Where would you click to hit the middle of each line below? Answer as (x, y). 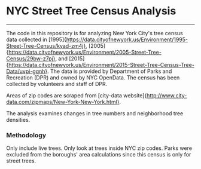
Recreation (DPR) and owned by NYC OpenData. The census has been (93, 77)
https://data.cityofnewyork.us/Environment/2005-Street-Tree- (85, 52)
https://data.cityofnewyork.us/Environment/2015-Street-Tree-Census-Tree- (101, 64)
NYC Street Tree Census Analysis (91, 11)
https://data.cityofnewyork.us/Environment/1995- (127, 39)
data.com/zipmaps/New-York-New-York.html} (63, 102)
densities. (18, 119)
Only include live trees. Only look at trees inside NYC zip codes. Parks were (99, 148)
